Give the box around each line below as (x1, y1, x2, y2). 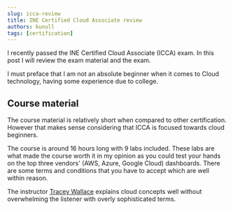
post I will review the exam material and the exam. (7, 57, 152, 65)
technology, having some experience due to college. (7, 77, 159, 86)
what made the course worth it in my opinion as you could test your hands (7, 151, 221, 160)
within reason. (7, 174, 48, 182)
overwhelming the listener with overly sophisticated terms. (7, 195, 176, 203)
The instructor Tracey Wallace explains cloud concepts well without (7, 188, 202, 196)
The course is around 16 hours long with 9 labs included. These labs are (7, 144, 215, 153)
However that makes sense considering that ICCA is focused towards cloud (7, 123, 225, 132)
